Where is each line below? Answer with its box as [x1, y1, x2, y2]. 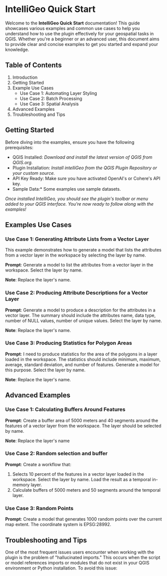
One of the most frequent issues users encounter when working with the [5, 549, 155, 555]
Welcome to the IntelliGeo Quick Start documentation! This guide [5, 20, 140, 26]
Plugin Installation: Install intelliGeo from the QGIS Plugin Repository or [12, 165, 158, 171]
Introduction [12, 74, 38, 80]
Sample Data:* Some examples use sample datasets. [12, 186, 121, 192]
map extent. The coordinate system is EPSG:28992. [5, 522, 111, 528]
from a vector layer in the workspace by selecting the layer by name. [5, 252, 146, 258]
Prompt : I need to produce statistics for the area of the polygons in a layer [5, 351, 158, 357]
